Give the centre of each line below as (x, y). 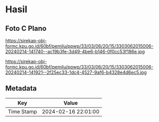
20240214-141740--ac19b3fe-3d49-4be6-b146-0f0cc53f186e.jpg (75, 52)
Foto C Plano (26, 28)
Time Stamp (23, 111)
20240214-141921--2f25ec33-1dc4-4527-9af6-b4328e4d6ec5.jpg (76, 72)
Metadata (21, 88)
